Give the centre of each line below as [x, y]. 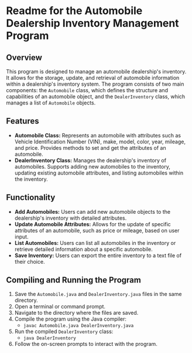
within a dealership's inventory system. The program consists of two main [95, 84]
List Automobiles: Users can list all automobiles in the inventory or [95, 243]
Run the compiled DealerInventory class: [64, 332]
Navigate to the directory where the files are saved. [76, 313]
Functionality [31, 198]
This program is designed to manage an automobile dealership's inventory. [96, 71]
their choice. [30, 261]
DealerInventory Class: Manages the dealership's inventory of [90, 160]
